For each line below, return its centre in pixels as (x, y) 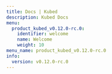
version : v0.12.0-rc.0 (40, 61)
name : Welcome (35, 39)
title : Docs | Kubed (32, 12)
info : (13, 56)
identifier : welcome (43, 34)
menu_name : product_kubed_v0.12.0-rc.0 (56, 51)
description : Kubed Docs (37, 17)
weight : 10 (31, 45)
